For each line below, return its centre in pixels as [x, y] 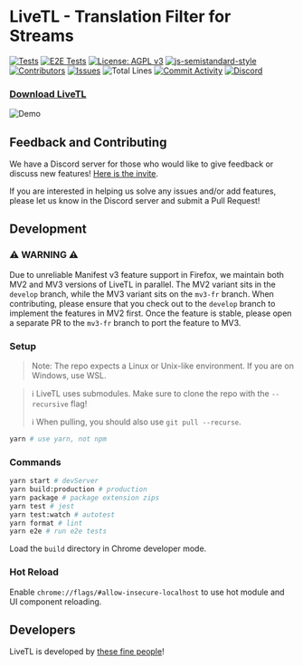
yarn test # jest [42, 506]
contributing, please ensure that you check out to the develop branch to [142, 303]
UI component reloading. [56, 601]
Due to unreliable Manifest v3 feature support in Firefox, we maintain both [147, 274]
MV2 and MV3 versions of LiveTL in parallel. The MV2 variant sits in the [142, 284]
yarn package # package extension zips [85, 498]
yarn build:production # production [78, 490]
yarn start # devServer [54, 481]
